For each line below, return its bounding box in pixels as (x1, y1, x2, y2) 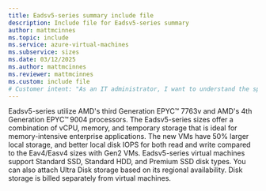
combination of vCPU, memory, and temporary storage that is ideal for (8, 123, 237, 133)
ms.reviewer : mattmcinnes (8, 70, 93, 78)
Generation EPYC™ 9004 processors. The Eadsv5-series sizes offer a (8, 115, 234, 125)
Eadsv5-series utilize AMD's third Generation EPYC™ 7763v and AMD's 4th (8, 107, 253, 116)
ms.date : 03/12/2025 (8, 56, 77, 64)
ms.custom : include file (8, 77, 90, 85)
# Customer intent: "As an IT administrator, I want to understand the (8, 84, 249, 93)
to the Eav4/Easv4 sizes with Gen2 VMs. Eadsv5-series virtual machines (8, 148, 245, 158)
